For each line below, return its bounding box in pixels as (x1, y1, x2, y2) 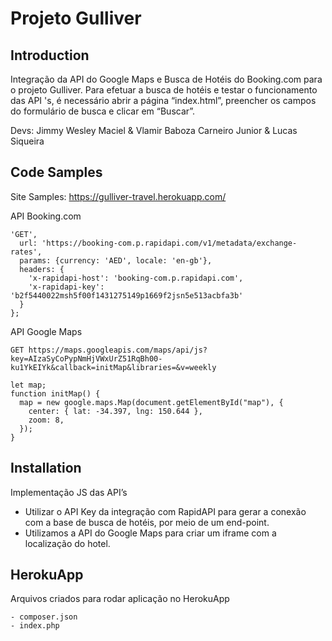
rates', (10, 247, 43, 257)
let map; (10, 380, 47, 390)
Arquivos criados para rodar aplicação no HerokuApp (10, 593, 230, 605)
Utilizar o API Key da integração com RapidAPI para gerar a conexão (24, 505, 307, 517)
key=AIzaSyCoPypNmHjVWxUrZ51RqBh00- (10, 353, 163, 364)
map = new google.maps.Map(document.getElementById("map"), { (19, 397, 284, 407)
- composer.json (10, 612, 78, 622)
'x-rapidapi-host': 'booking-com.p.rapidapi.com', (28, 273, 244, 283)
